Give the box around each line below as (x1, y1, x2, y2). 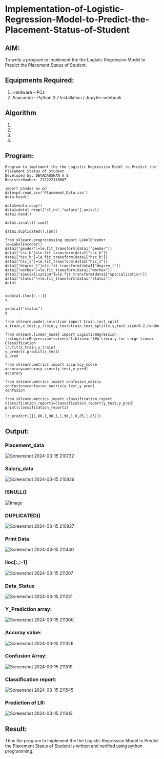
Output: (5, 427, 29, 435)
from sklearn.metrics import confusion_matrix (5, 379, 102, 384)
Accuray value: (5, 629, 42, 636)
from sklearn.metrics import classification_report (5, 397, 112, 402)
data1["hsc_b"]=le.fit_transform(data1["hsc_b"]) (5, 255, 108, 260)
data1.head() (5, 212, 32, 217)
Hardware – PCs (12, 89, 45, 95)
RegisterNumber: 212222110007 (5, 178, 67, 183)
